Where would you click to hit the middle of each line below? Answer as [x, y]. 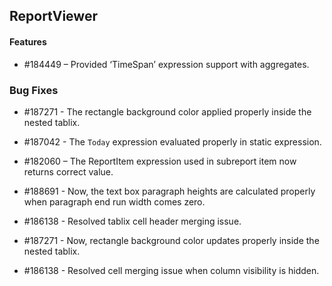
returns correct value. [68, 171]
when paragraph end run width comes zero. [114, 201]
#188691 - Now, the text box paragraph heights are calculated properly [169, 191]
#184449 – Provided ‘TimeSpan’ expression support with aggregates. [166, 64]
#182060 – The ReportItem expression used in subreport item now [160, 161]
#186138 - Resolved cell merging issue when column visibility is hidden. [171, 270]
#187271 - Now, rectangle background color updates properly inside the [171, 240]
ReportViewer [53, 16]
